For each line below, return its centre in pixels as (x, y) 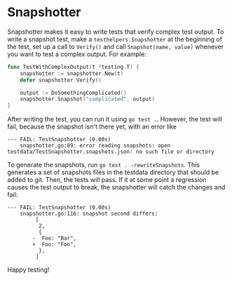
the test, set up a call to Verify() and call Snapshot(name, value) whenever (116, 46)
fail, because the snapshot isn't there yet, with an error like (92, 126)
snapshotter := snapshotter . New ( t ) (72, 73)
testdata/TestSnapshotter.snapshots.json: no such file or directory (111, 152)
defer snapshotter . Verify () (61, 80)
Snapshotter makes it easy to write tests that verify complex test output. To (116, 32)
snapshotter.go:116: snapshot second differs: (89, 214)
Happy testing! (28, 270)
